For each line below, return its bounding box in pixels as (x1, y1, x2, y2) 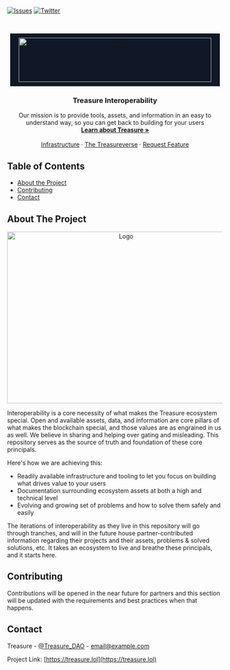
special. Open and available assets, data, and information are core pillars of (7, 416, 220, 424)
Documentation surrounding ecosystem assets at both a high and (16, 486, 202, 494)
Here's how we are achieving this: (7, 459, 103, 467)
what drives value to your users (16, 479, 106, 487)
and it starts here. (7, 551, 57, 559)
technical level (16, 494, 58, 502)
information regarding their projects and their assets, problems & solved (7, 536, 210, 544)
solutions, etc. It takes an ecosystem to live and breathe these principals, (7, 543, 213, 552)
